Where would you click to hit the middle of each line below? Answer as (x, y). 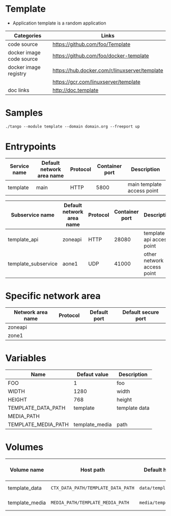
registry (17, 73)
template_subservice (33, 263)
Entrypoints (31, 147)
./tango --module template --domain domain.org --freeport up (73, 126)
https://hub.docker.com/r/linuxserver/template (108, 70)
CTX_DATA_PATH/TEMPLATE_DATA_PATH (93, 488)
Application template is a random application (59, 23)
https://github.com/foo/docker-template (101, 56)
